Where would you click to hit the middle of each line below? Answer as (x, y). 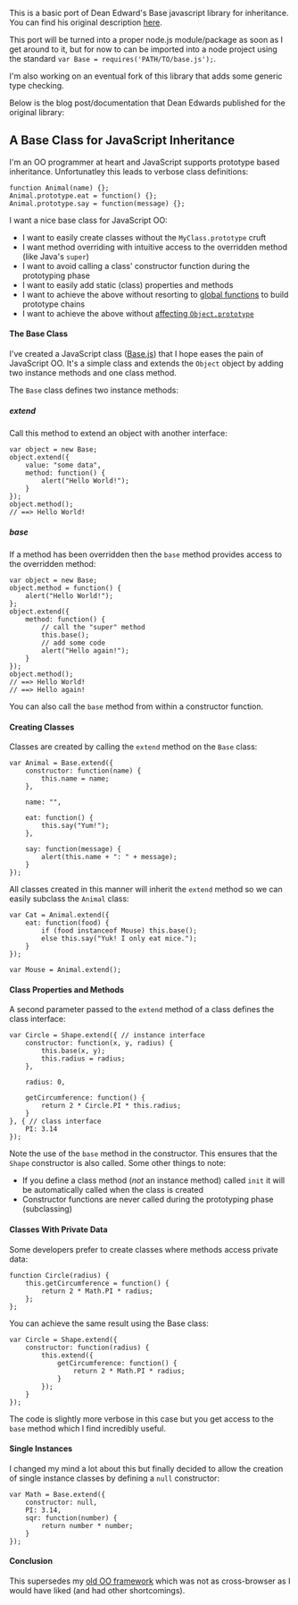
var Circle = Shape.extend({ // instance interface (107, 1035)
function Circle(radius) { (59, 1275)
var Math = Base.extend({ (57, 1494)
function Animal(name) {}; (59, 188)
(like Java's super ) (55, 256)
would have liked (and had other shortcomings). (97, 1590)
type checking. (37, 85)
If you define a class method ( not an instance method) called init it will (153, 1180)
